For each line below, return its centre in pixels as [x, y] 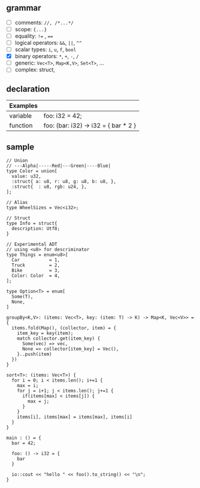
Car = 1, [36, 260]
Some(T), [22, 297]
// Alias [17, 202]
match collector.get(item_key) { [59, 338]
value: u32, [27, 176]
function [21, 126]
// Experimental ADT [32, 244]
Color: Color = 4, [36, 276]
